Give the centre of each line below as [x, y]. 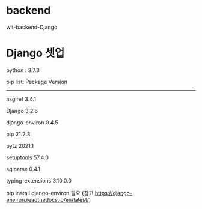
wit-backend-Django [32, 27]
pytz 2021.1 [20, 145]
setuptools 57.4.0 [28, 157]
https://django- [113, 193]
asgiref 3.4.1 [21, 99]
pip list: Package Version [37, 82]
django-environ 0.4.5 [32, 122]
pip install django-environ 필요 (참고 [50, 193]
